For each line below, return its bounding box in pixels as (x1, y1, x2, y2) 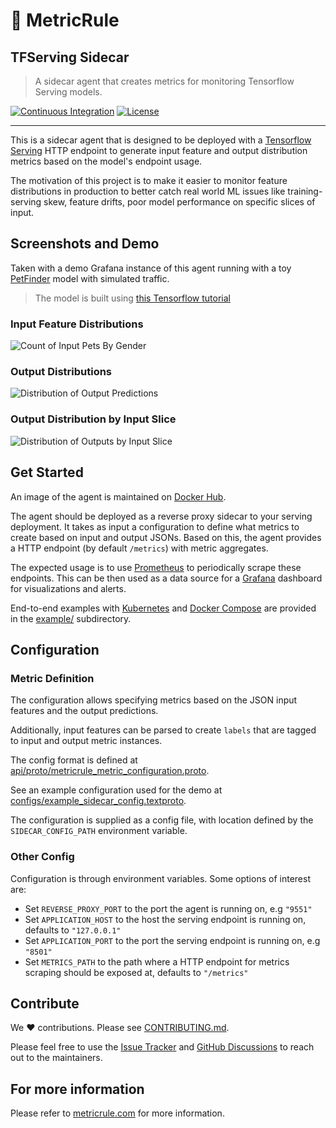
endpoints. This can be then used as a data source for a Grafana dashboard (10, 572, 323, 584)
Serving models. (34, 86, 103, 98)
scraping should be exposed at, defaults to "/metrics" (24, 966, 249, 978)
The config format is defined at (10, 754, 138, 766)
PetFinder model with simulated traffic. (10, 272, 170, 284)
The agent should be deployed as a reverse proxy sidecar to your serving (10, 510, 313, 522)
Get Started (10, 464, 84, 481)
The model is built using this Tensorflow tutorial (34, 292, 231, 304)
